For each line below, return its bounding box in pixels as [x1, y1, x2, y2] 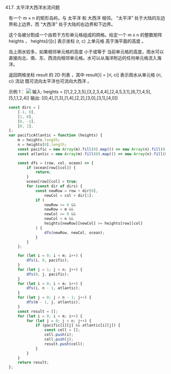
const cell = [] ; [44, 327, 81, 332]
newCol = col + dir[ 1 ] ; [44, 193, 94, 198]
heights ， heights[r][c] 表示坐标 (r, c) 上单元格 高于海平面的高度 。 [8, 38, 147, 44]
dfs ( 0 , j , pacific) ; [26, 271, 69, 276]
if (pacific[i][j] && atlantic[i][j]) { [35, 323, 121, 328]
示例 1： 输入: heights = [8, 89, 63, 94]
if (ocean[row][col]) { [26, 165, 76, 170]
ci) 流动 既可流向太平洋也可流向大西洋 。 [8, 78, 92, 84]
